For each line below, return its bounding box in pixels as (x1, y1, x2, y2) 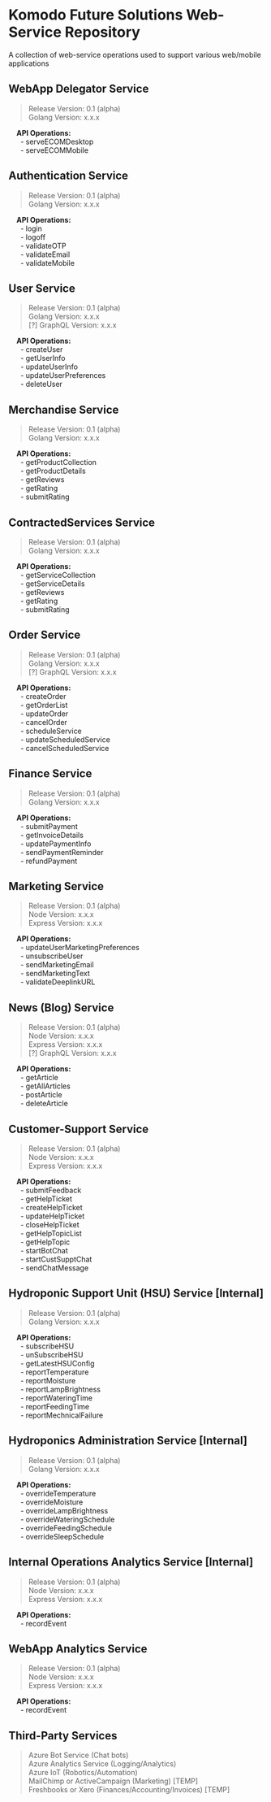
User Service (8, 281, 75, 295)
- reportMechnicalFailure (19, 1410, 104, 1420)
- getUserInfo (19, 354, 66, 363)
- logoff (19, 232, 46, 241)
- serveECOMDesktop (19, 137, 94, 146)
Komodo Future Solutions (8, 6, 183, 24)
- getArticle (19, 1073, 58, 1083)
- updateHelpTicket (19, 1211, 85, 1221)
